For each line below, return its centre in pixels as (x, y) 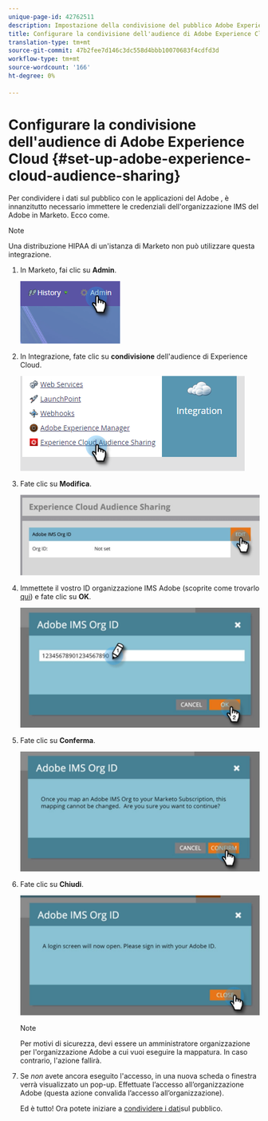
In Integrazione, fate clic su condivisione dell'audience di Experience (134, 356)
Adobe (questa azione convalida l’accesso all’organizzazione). (122, 1093)
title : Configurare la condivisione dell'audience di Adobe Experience (130, 34)
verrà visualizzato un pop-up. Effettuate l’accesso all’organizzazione (132, 1085)
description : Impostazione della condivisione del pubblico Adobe (121, 25)
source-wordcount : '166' (49, 68)
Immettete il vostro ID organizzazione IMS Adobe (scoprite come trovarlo (140, 588)
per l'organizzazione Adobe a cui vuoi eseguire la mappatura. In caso (134, 1052)
